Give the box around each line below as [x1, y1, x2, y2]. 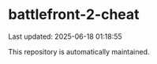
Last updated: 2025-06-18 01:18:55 [8, 32, 122, 41]
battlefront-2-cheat [8, 6, 140, 24]
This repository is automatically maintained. [8, 47, 150, 56]
